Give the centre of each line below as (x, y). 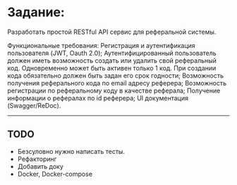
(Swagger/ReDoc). (34, 105)
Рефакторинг (37, 159)
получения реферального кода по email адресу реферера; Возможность (117, 83)
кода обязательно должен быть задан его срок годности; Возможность (116, 76)
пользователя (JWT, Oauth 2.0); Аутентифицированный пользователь (112, 53)
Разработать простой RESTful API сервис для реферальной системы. (112, 32)
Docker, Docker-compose (55, 174)
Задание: (36, 12)
